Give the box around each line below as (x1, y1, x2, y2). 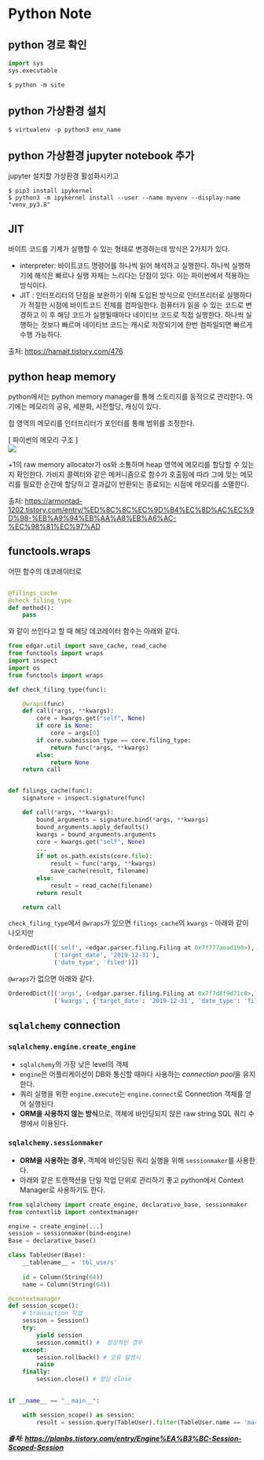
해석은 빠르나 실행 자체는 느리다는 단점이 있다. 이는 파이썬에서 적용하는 (34, 271, 251, 280)
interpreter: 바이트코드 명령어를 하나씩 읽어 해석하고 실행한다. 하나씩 (19, 261, 230, 270)
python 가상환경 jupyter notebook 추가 (8, 149, 195, 162)
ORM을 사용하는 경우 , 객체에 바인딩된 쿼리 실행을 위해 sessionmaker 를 (19, 1155, 235, 1165)
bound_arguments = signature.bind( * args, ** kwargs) (36, 815, 210, 823)
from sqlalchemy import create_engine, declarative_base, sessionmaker (8, 1201, 247, 1209)
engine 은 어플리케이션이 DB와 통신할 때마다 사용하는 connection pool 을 (19, 1069, 241, 1079)
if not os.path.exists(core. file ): (36, 853, 153, 860)
